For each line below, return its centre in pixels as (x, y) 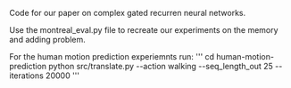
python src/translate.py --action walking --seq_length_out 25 (161, 66)
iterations (27, 76)
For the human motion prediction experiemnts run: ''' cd (112, 56)
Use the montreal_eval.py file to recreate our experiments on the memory (144, 30)
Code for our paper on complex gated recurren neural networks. (128, 13)
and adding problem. (48, 40)
